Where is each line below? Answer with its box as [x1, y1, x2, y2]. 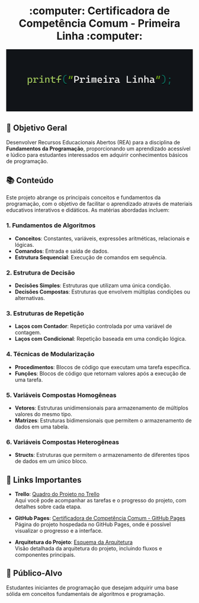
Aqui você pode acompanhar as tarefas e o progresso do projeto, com [14, 496, 187, 504]
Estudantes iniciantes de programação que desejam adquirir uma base [6, 584, 179, 591]
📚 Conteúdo [6, 175, 54, 185]
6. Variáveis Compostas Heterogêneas [6, 438, 120, 446]
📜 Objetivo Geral [6, 123, 68, 133]
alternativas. [14, 294, 46, 301]
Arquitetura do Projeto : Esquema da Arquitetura [14, 538, 133, 546]
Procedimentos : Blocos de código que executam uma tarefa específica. [14, 363, 191, 370]
